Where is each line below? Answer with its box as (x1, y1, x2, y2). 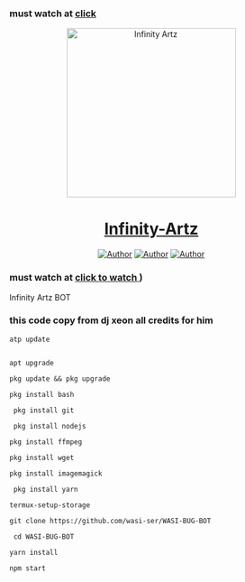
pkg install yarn (13, 485, 78, 494)
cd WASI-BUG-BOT (13, 531, 75, 541)
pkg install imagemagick (9, 468, 103, 478)
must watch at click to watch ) (9, 272, 143, 284)
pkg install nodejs (13, 421, 87, 430)
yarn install (9, 548, 59, 557)
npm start (9, 563, 47, 573)
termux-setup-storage (9, 500, 91, 510)
